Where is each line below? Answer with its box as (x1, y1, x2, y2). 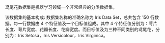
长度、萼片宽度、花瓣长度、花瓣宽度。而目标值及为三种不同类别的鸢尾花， (5, 27, 156, 32)
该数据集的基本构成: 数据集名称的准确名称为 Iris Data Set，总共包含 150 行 (5, 14, 155, 20)
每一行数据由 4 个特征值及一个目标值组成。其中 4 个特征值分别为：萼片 (13, 21, 158, 26)
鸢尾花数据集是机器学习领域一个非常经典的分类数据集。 (5, 4, 117, 10)
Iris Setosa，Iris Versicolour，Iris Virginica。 (18, 33, 108, 38)
